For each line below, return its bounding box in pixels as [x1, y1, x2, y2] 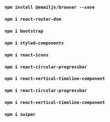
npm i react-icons [4, 52, 49, 58]
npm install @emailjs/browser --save [4, 4, 95, 10]
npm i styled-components [4, 40, 64, 46]
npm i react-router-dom [4, 16, 62, 22]
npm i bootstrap [4, 28, 44, 34]
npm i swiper [4, 112, 36, 117]
